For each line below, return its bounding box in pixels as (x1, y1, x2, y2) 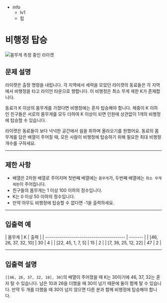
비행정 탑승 (5, 35, 48, 46)
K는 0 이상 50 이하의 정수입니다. (12, 193, 76, 199)
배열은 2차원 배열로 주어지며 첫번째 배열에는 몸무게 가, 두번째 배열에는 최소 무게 (12, 175, 162, 181)
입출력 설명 (5, 260, 37, 268)
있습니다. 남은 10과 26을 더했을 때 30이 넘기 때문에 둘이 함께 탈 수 (20, 280, 149, 287)
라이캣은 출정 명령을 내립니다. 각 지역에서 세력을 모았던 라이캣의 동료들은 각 (5, 82, 151, 88)
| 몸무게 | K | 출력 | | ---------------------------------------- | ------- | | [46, (5, 234, 158, 240)
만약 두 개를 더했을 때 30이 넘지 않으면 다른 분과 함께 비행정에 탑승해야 (11, 287, 148, 293)
